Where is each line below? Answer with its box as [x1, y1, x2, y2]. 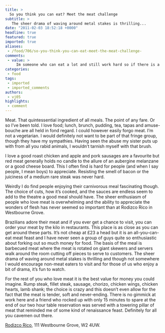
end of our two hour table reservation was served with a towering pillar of [5, 302, 155, 308]
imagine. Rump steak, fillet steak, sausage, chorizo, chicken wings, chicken [5, 281, 159, 287]
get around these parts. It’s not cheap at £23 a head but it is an [5, 230, 133, 235]
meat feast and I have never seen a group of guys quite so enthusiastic [12, 235, 157, 241]
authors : [5, 90, 23, 95]
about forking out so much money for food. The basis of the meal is [5, 240, 142, 246]
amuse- [144, 122, 161, 128]
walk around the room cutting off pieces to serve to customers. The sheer [5, 251, 155, 257]
